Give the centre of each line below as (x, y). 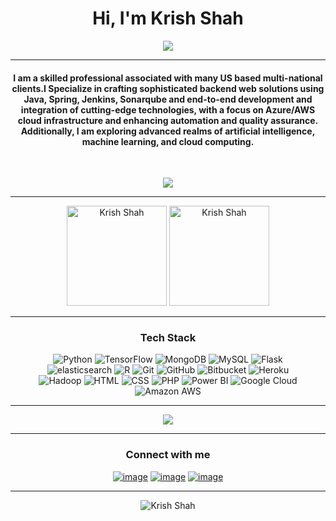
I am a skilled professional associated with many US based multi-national (168, 78)
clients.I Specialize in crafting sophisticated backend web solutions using (168, 88)
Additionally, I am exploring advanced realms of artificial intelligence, (168, 131)
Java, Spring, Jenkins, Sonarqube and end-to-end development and (168, 99)
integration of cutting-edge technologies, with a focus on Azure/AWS (168, 109)
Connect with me (168, 455)
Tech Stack (168, 338)
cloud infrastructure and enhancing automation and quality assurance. (168, 120)
